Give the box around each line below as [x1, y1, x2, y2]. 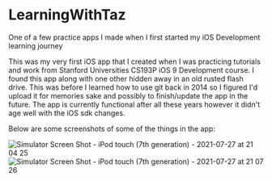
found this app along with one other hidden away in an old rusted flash [8, 74, 244, 83]
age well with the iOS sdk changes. [8, 107, 125, 118]
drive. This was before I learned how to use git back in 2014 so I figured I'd [8, 82, 258, 92]
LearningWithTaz [8, 6, 127, 24]
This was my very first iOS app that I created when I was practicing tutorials [8, 57, 261, 66]
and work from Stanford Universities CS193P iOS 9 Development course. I [8, 65, 255, 74]
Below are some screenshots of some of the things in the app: [8, 124, 216, 133]
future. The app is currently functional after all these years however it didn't [8, 99, 261, 109]
